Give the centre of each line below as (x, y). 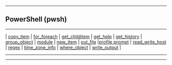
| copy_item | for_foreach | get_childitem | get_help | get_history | (74, 36)
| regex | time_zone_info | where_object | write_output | (63, 47)
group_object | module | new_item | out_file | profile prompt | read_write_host (86, 42)
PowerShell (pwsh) (36, 19)
